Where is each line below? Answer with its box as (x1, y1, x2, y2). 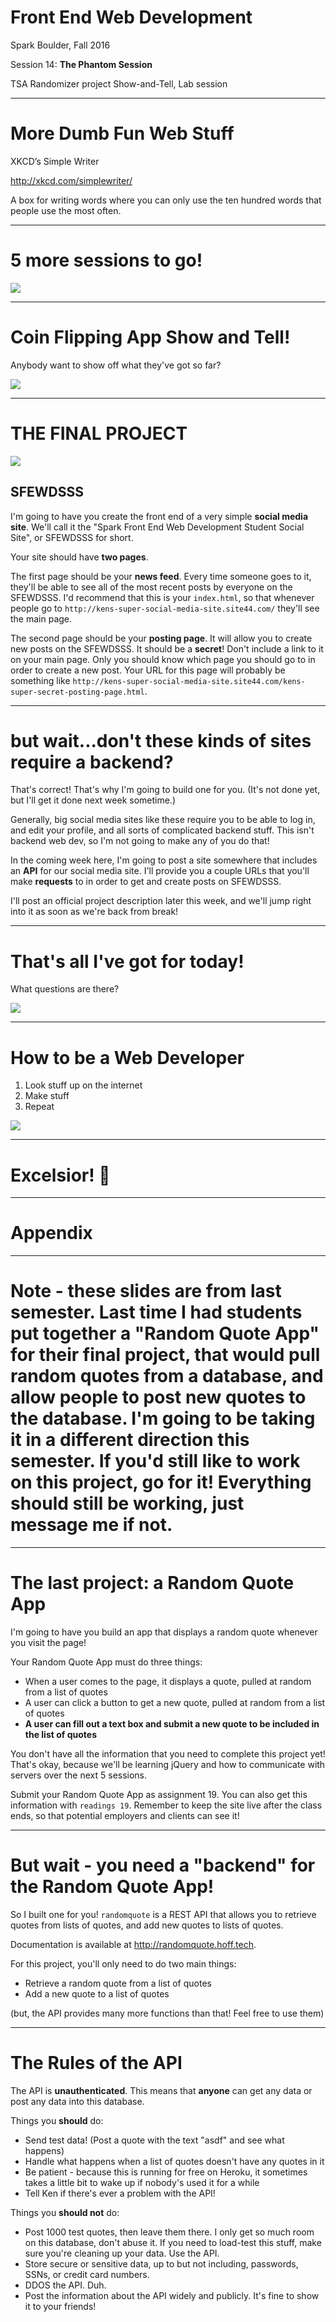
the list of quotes (24, 1729, 97, 1741)
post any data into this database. (10, 2095, 145, 2107)
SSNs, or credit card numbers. (24, 2268, 150, 2280)
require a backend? (10, 751, 174, 773)
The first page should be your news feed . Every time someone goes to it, (10, 570, 312, 582)
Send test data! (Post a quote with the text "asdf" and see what (24, 2134, 285, 2146)
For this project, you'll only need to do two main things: (10, 1958, 237, 1970)
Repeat (24, 1101, 55, 1113)
